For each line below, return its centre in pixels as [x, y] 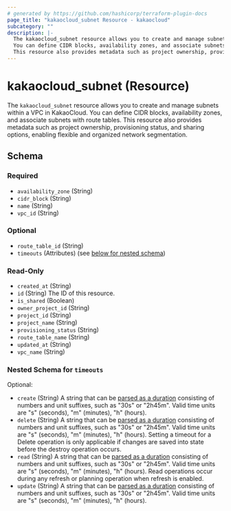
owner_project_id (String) [53, 308]
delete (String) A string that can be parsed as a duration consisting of [115, 420]
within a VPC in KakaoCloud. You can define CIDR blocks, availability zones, [115, 112]
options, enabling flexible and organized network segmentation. [97, 134]
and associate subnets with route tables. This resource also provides [104, 120]
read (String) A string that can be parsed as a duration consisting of [112, 457]
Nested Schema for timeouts [55, 370]
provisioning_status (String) [58, 330]
